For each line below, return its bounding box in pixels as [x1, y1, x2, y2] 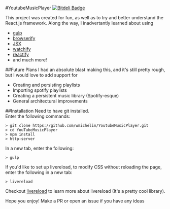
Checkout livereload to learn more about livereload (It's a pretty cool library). [5, 188, 165, 194]
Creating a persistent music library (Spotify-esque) [12, 93, 119, 98]
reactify [12, 51, 29, 57]
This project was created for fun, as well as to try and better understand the [5, 15, 164, 20]
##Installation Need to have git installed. [5, 108, 90, 114]
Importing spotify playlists [12, 87, 67, 93]
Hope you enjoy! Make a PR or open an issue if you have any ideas [5, 198, 145, 204]
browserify [12, 36, 36, 41]
